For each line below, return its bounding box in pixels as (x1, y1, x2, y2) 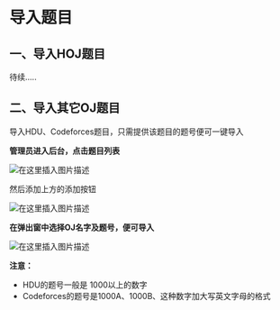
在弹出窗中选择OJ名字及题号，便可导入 (9, 222, 155, 232)
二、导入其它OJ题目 (9, 100, 121, 116)
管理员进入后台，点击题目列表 (9, 145, 120, 156)
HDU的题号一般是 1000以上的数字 (22, 279, 148, 290)
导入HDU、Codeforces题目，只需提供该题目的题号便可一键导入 (9, 126, 245, 137)
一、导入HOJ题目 (9, 46, 106, 61)
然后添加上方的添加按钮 (9, 183, 96, 194)
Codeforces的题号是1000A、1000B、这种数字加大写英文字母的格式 (22, 290, 272, 301)
